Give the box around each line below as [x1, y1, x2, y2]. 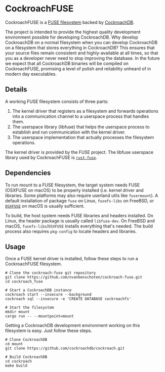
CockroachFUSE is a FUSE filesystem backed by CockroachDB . [5, 19, 135, 25]
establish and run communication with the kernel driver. [12, 129, 126, 135]
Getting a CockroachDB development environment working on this [5, 323, 140, 328]
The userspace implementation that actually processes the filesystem [12, 134, 154, 140]
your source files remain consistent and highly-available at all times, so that [5, 50, 159, 56]
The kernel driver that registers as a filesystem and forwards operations [12, 108, 159, 114]
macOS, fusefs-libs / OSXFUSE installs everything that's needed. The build [5, 223, 153, 229]
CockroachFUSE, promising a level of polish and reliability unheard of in [5, 65, 151, 72]
